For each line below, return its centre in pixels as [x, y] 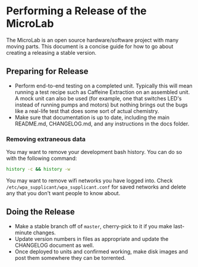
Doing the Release [41, 212]
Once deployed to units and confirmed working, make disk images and [101, 252]
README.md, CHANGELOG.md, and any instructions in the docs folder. [102, 124]
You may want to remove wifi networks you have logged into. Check [89, 180]
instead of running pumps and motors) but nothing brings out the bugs [101, 105]
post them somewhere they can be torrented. [70, 257]
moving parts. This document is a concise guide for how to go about [90, 46]
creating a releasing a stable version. [51, 52]
